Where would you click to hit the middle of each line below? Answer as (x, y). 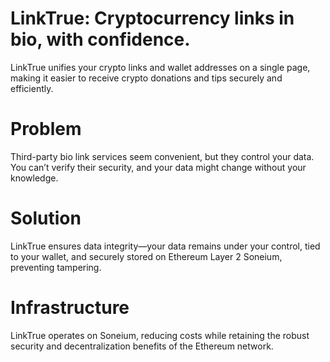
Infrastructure (70, 308)
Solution (46, 218)
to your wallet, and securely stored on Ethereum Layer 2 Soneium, (146, 256)
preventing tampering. (56, 267)
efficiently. (32, 88)
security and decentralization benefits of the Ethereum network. (142, 346)
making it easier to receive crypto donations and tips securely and (146, 78)
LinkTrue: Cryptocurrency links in (152, 18)
